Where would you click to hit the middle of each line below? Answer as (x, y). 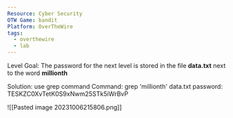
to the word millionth (38, 73)
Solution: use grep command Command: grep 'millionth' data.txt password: (115, 86)
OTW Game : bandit (32, 20)
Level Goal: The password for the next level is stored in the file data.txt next (116, 66)
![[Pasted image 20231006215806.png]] (65, 107)
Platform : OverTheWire (40, 26)
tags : (15, 33)
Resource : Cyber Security (45, 14)
